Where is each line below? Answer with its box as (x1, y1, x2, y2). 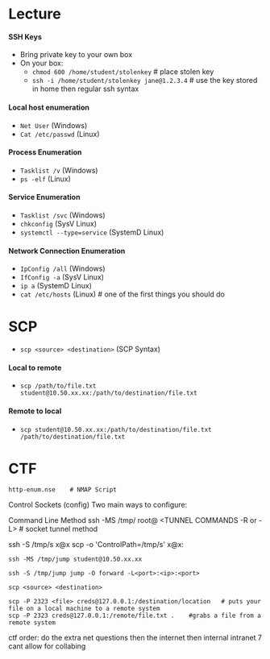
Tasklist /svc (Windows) (19, 210, 106, 220)
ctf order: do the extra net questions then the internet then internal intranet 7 (8, 633, 262, 643)
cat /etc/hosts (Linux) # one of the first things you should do (19, 289, 226, 299)
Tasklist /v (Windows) (19, 165, 98, 175)
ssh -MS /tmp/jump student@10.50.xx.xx (8, 555, 143, 564)
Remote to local (8, 406, 62, 416)
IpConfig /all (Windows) (19, 263, 106, 274)
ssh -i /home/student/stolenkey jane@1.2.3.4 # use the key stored (31, 76, 258, 85)
